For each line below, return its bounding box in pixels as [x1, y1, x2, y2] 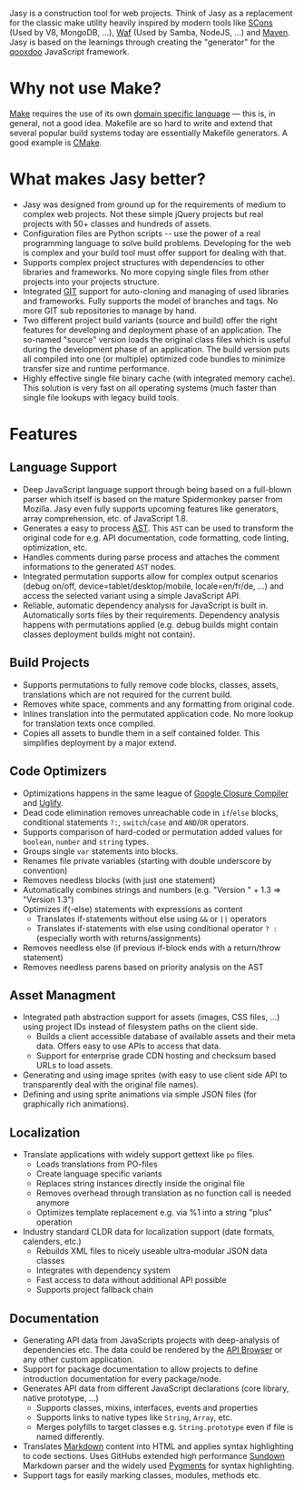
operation [35, 1217, 73, 1227]
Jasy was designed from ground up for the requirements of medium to [22, 199, 286, 210]
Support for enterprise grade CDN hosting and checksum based [35, 1050, 277, 1061]
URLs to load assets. [35, 1060, 113, 1071]
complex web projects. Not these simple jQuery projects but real [22, 208, 264, 219]
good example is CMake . [9, 136, 103, 148]
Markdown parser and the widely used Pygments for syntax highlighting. [22, 1460, 295, 1471]
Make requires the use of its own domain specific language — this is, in [9, 108, 276, 119]
